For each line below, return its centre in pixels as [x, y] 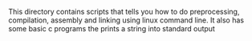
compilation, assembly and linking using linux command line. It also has [126, 20]
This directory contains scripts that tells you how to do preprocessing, [124, 12]
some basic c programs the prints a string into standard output [112, 29]
